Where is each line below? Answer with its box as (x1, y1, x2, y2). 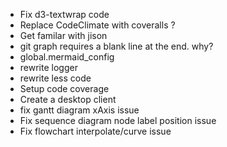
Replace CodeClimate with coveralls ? (19, 19, 176, 31)
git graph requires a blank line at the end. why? (19, 40, 214, 52)
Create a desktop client (19, 94, 117, 105)
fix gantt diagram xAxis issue (19, 104, 140, 116)
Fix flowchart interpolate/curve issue (19, 125, 172, 137)
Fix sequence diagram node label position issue (19, 115, 217, 126)
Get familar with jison (19, 30, 108, 41)
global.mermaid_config (19, 51, 115, 63)
